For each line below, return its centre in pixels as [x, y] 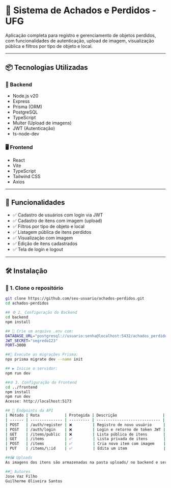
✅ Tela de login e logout [38, 249]
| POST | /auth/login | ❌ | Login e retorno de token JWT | [85, 429]
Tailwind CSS [26, 176]
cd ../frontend [21, 387]
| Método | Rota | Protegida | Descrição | [85, 415]
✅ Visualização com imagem [42, 238]
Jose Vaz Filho [21, 476]
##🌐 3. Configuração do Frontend [41, 382]
